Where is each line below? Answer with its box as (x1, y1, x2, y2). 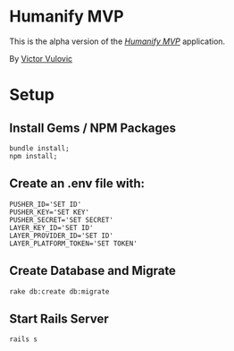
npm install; (9, 151, 58, 160)
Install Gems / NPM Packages (9, 120, 177, 135)
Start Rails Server (9, 311, 109, 326)
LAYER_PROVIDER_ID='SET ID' (9, 231, 114, 240)
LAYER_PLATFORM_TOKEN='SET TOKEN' (9, 239, 138, 248)
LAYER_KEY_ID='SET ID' (9, 223, 94, 232)
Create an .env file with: (9, 176, 146, 192)
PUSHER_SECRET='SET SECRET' (9, 215, 114, 225)
